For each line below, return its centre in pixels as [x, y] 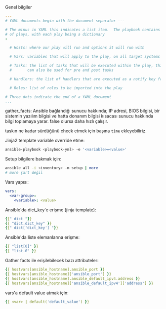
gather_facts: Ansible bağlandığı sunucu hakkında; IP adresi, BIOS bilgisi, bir [83, 111]
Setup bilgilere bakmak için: [33, 159]
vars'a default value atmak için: [37, 293]
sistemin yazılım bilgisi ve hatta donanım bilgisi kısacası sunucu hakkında [79, 116]
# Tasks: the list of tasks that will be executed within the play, [82, 66]
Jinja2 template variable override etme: [45, 141]
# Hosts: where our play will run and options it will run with [77, 48]
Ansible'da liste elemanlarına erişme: [42, 237]
